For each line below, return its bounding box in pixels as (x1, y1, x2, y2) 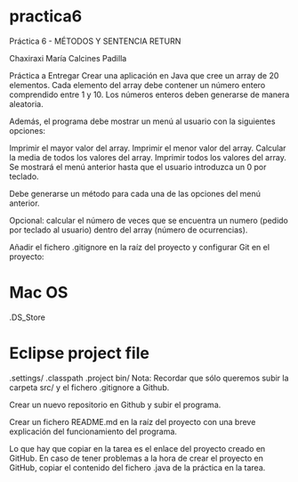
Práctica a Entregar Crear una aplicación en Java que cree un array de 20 (9, 69, 279, 81)
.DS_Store (9, 312, 46, 323)
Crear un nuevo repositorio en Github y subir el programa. (9, 399, 221, 410)
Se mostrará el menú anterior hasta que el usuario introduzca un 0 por (9, 161, 267, 172)
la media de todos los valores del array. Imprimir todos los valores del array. (9, 151, 286, 162)
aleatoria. (9, 98, 44, 109)
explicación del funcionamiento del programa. (9, 426, 178, 437)
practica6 (9, 6, 83, 27)
